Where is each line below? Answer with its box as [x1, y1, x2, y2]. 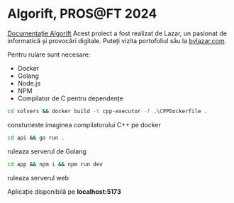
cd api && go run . [7, 134, 65, 141]
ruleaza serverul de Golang [7, 147, 87, 156]
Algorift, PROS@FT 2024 [7, 6, 157, 22]
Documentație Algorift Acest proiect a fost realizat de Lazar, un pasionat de [7, 29, 227, 37]
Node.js [17, 79, 41, 87]
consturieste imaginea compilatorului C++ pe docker [7, 120, 162, 129]
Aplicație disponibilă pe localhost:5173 [7, 187, 122, 196]
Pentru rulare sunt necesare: [7, 50, 91, 59]
